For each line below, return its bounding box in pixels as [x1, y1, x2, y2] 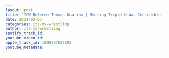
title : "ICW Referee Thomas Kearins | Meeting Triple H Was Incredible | [5, 12, 166, 17]
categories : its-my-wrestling [5, 21, 70, 27]
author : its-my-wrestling [5, 26, 60, 31]
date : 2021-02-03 [5, 17, 42, 22]
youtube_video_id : [5, 36, 44, 41]
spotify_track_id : [5, 31, 44, 36]
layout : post [5, 7, 33, 13]
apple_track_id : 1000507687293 [5, 40, 72, 45]
